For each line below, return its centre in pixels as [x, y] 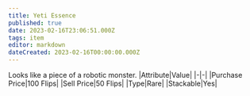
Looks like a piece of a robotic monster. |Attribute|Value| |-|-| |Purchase [125, 75]
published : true [35, 23]
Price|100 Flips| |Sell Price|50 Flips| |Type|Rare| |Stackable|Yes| [113, 83]
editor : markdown [37, 45]
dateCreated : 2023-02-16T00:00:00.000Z [74, 52]
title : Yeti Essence [42, 15]
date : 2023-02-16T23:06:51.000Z [62, 30]
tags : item [26, 38]
